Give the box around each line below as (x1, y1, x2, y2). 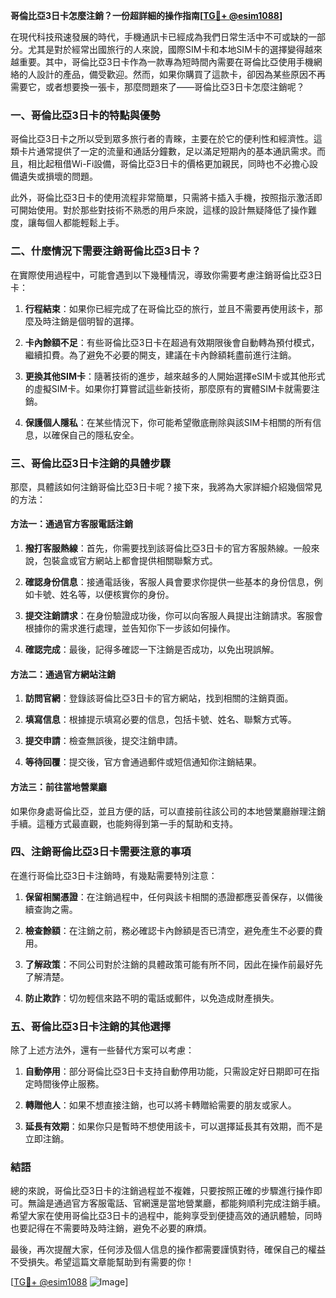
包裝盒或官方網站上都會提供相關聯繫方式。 (42, 555, 218, 567)
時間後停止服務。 (33, 1078, 105, 1090)
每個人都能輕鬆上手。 (36, 217, 125, 229)
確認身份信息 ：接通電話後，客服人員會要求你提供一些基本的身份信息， (24, 576, 315, 588)
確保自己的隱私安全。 (51, 429, 140, 441)
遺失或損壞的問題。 (18, 170, 98, 183)
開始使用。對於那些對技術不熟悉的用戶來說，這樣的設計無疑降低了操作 (18, 204, 308, 216)
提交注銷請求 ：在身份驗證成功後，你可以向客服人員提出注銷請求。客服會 (24, 610, 323, 622)
